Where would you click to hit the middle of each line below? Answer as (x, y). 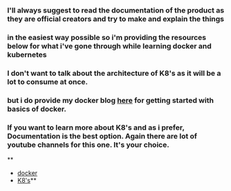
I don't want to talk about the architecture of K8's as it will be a (114, 73)
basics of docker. (37, 109)
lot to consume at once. (48, 81)
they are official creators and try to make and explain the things (116, 19)
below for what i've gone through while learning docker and (110, 46)
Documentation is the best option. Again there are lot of (102, 136)
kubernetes (27, 54)
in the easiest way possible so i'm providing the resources (107, 37)
